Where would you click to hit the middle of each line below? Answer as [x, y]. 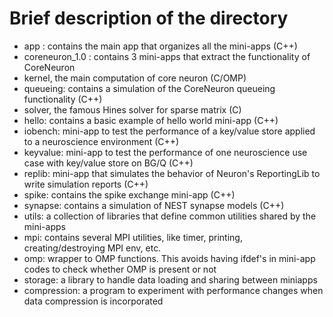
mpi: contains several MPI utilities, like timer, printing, [133, 237]
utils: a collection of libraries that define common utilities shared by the [170, 216]
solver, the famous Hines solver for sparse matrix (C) [132, 109]
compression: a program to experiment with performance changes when [173, 290]
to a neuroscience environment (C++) [101, 141]
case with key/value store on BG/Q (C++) [108, 163]
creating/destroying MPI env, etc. [92, 248]
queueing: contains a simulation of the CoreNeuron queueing [149, 88]
